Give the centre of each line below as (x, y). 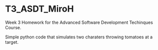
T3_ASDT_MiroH (39, 9)
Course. (13, 27)
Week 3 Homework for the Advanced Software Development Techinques (79, 22)
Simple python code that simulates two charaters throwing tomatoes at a (79, 37)
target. (12, 42)
